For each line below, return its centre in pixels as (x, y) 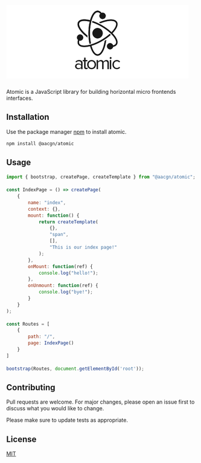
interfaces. (20, 98)
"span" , (59, 235)
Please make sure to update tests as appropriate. (67, 420)
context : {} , (44, 209)
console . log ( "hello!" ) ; (68, 273)
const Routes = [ (28, 324)
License (21, 439)
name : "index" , (47, 202)
